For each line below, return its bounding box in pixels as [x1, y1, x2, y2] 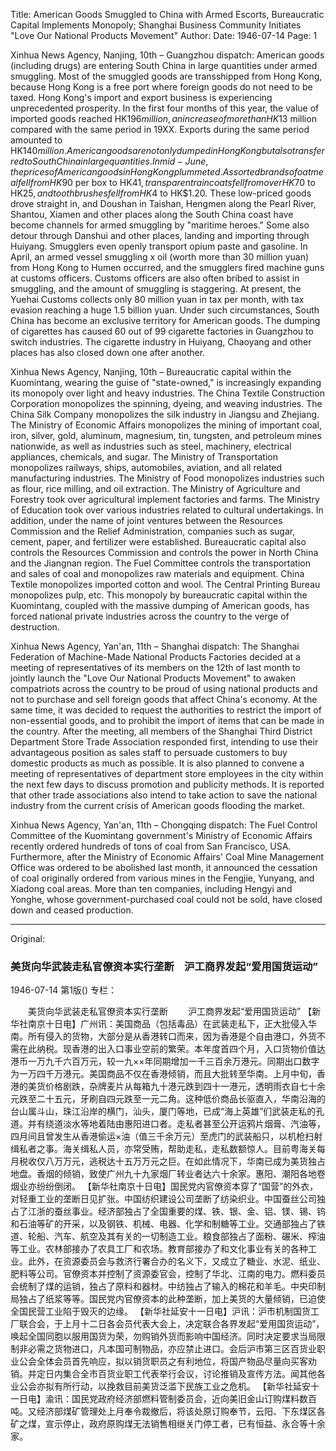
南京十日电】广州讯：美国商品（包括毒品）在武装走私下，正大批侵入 [27, 1018, 308, 1030]
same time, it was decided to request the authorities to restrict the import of [10, 704, 322, 716]
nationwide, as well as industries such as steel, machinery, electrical [10, 440, 292, 452]
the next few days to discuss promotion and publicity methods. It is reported [10, 779, 325, 790]
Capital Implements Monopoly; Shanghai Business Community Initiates [10, 19, 302, 31]
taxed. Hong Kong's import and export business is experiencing [10, 92, 273, 103]
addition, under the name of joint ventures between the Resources [10, 515, 283, 526]
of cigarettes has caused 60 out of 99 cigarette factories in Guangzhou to [10, 325, 314, 337]
